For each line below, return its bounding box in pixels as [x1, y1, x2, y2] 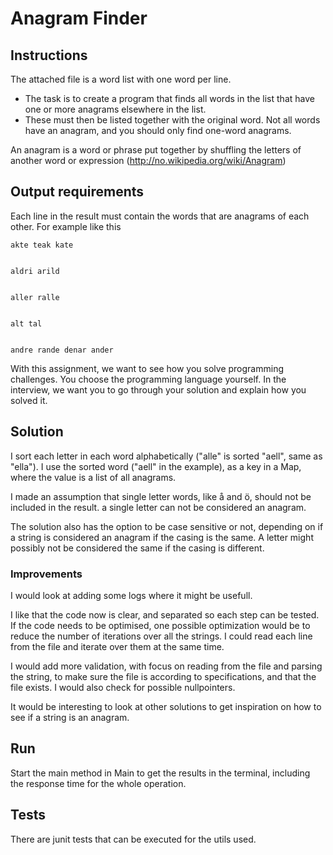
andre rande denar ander [10, 345, 114, 355]
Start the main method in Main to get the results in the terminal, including [10, 767, 311, 779]
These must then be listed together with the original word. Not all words [24, 114, 321, 126]
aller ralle [10, 292, 60, 302]
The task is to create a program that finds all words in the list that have [24, 93, 315, 104]
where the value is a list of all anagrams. [10, 471, 177, 483]
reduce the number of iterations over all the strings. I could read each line [10, 630, 313, 642]
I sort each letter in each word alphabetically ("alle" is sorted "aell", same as [10, 450, 323, 462]
